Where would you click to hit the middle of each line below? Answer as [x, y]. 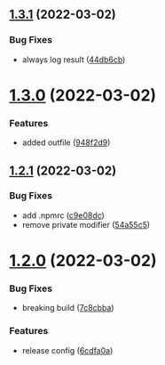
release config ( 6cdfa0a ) [67, 350]
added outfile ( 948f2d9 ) [66, 142]
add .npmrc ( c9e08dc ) [63, 215]
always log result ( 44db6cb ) [74, 59]
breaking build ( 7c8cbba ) [68, 308]
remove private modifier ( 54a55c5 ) [86, 224]
